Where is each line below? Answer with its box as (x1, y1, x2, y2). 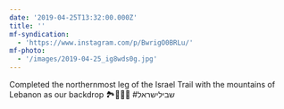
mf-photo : (9, 46, 46, 55)
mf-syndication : (9, 29, 70, 38)
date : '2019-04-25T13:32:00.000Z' (9, 13, 138, 22)
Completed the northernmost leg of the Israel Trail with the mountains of (9, 80, 275, 89)
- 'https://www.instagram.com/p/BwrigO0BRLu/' (17, 38, 194, 47)
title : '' (9, 21, 46, 30)
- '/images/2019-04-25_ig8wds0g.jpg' (17, 54, 158, 63)
